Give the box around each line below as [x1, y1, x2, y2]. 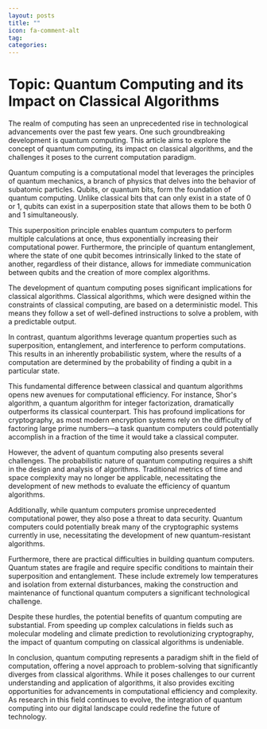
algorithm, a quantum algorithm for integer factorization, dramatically [8, 398, 234, 408]
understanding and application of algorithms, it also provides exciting [8, 678, 234, 688]
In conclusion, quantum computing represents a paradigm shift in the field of [8, 653, 259, 662]
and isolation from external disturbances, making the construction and [8, 580, 238, 589]
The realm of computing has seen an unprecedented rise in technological [8, 118, 249, 128]
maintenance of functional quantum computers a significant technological [8, 588, 250, 598]
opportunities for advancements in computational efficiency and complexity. [8, 687, 258, 696]
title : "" [8, 19, 41, 27]
